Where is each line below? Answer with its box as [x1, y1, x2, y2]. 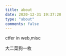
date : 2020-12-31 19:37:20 [5, 12, 61, 17]
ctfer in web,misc [5, 35, 41, 41]
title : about [5, 7, 32, 12]
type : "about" [5, 16, 35, 21]
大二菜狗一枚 [5, 45, 31, 51]
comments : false [5, 21, 39, 26]
